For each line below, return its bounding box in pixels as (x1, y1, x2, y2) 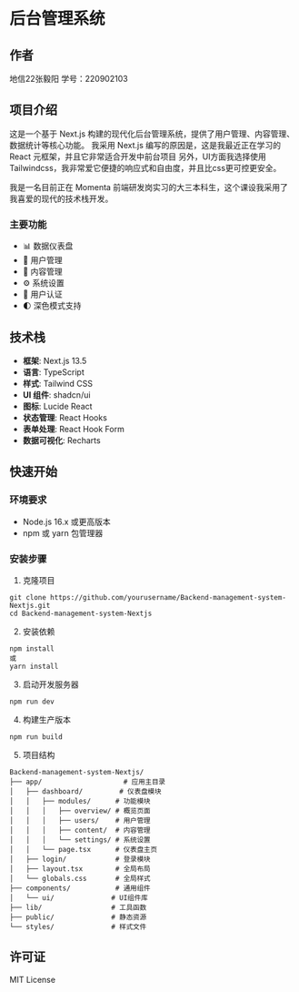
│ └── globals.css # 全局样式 (9, 874, 152, 883)
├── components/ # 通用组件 (9, 884, 152, 893)
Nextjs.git (9, 601, 51, 610)
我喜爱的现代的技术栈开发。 (9, 193, 114, 204)
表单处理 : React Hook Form (22, 423, 125, 434)
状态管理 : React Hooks (22, 411, 107, 423)
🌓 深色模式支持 (22, 300, 82, 311)
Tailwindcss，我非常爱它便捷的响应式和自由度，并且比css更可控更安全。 (9, 162, 282, 173)
